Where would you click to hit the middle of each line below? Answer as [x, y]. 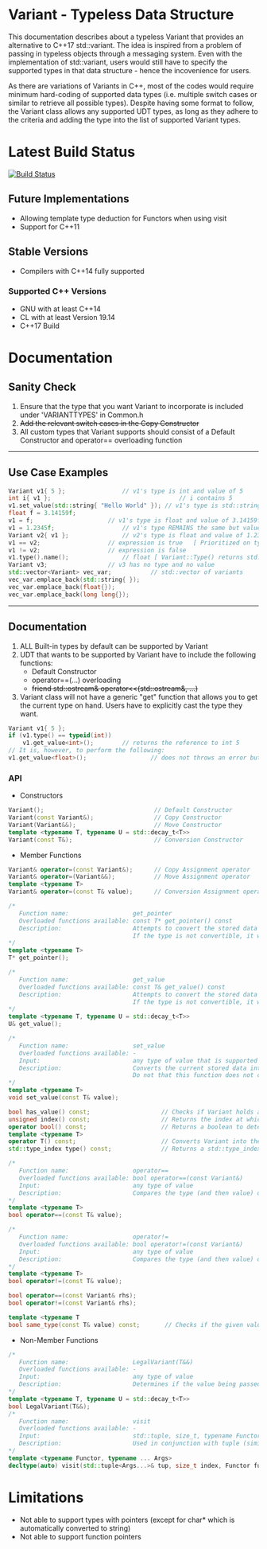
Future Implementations [69, 199]
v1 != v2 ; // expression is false [97, 550]
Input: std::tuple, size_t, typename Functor [140, 1436]
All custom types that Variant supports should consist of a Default [128, 431]
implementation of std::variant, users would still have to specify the [118, 62]
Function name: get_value [92, 979]
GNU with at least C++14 [60, 309]
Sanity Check [43, 387]
